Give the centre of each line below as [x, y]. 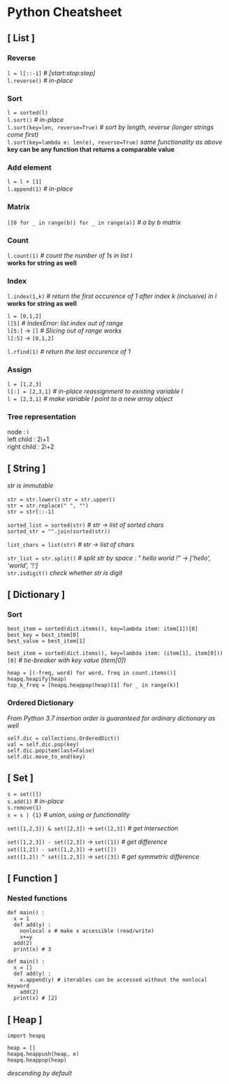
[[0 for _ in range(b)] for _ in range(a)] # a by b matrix [94, 222]
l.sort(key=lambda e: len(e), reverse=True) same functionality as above [115, 142]
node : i [18, 432]
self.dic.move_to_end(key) [46, 756]
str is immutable [30, 485]
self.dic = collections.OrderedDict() [64, 738]
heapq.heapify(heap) [37, 679]
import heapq [26, 1036]
